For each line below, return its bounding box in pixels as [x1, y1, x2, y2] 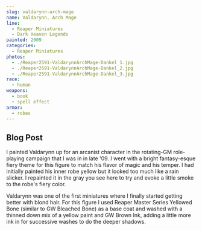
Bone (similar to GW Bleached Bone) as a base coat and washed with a [6, 205, 183, 212]
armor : [6, 104, 23, 111]
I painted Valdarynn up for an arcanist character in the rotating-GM [6, 149, 172, 156]
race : [6, 76, 20, 82]
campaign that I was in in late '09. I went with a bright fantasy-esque [25, 155, 196, 162]
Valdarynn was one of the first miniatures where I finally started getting [6, 192, 183, 200]
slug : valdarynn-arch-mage [6, 8, 74, 15]
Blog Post [6, 132, 43, 143]
